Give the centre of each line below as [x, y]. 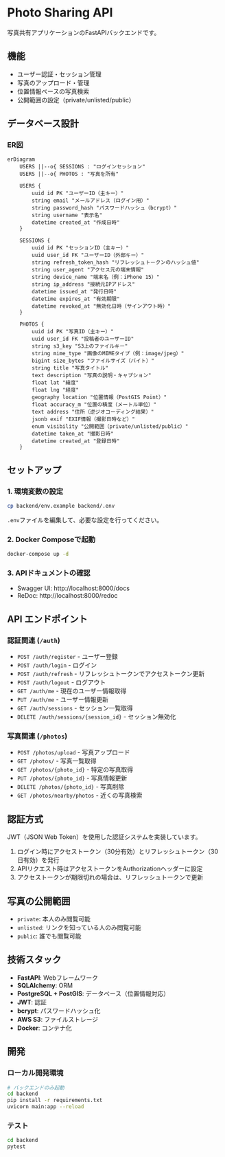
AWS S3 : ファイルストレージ [58, 1019]
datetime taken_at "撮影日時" [73, 434]
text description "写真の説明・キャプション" [92, 376]
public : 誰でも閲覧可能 [49, 936]
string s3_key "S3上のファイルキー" [80, 346]
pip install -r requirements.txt [55, 1101]
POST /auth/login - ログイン [57, 665]
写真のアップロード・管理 [53, 82]
